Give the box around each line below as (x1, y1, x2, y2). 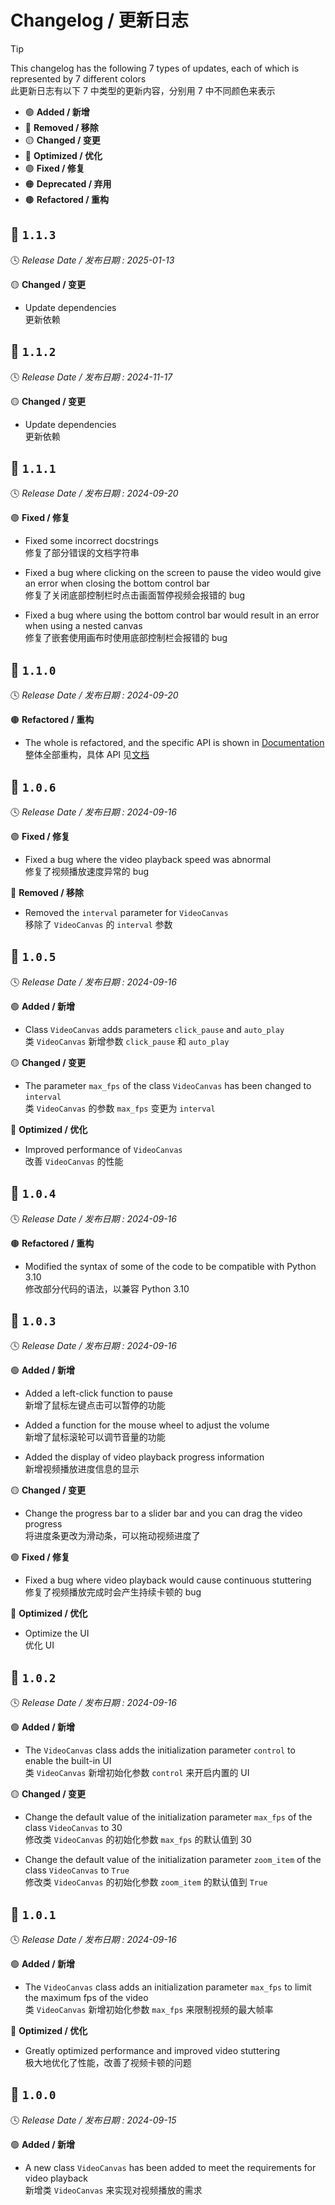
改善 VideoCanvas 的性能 (24, 1155, 124, 1167)
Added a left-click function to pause (24, 1387, 173, 1400)
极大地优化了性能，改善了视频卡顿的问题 (24, 2057, 192, 2069)
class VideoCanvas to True (24, 1864, 130, 1876)
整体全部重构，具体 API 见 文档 (24, 749, 150, 761)
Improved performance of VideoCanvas (24, 1143, 183, 1155)
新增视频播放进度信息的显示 (24, 1463, 140, 1475)
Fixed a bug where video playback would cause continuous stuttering (24, 1574, 312, 1586)
